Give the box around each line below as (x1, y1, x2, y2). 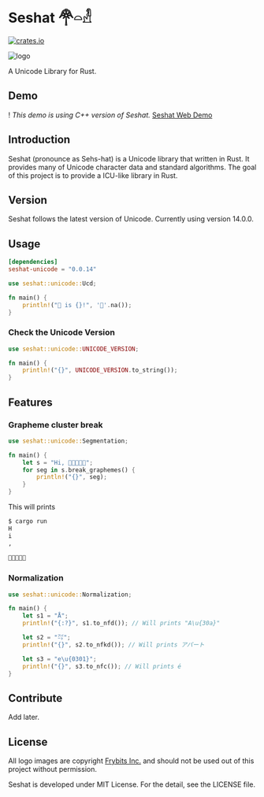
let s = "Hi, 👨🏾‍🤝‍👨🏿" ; (22, 458, 93, 466)
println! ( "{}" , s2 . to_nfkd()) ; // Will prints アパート (22, 640, 205, 649)
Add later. (8, 713, 40, 722)
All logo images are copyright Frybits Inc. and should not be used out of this (8, 756, 255, 765)
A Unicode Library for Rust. (8, 66, 97, 76)
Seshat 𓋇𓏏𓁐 (8, 9, 92, 27)
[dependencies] (8, 258, 58, 266)
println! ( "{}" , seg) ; (36, 473, 108, 481)
